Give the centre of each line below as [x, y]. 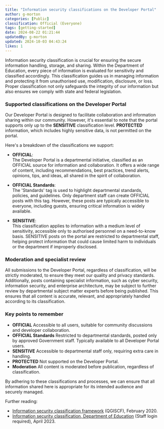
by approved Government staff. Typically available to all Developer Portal [85, 340]
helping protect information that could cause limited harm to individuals [84, 241]
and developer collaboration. [41, 330]
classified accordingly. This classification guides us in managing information [82, 76]
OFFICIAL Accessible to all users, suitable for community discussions [82, 325]
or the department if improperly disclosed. [55, 246]
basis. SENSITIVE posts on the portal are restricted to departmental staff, [86, 236]
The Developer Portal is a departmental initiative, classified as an [78, 160]
